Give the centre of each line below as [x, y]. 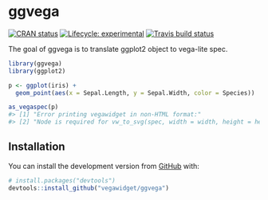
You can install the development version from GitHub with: [104, 166]
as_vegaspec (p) [33, 107]
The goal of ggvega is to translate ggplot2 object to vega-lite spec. [118, 49]
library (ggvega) [35, 63]
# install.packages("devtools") [62, 180]
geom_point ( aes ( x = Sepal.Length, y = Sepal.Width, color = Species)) [135, 93]
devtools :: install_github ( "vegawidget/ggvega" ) [89, 188]
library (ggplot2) [37, 71]
